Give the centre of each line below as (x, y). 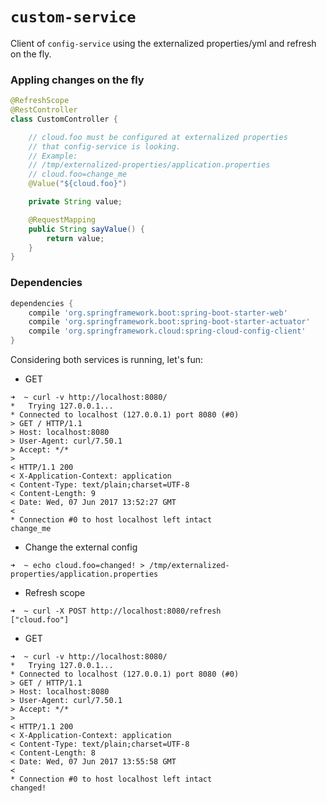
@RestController (44, 110)
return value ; (75, 238)
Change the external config (81, 547)
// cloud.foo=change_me (78, 174)
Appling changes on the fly (77, 80)
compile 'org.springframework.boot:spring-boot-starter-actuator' (169, 322)
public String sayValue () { (86, 229)
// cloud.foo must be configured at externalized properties (158, 137)
